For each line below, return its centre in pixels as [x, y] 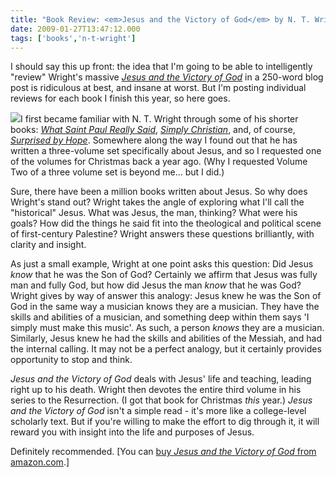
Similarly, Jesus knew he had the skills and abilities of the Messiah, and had [166, 338]
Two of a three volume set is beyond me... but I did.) [117, 172]
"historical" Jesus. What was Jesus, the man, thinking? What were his [154, 213]
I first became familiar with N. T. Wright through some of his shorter [159, 119]
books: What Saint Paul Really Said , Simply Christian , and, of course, [153, 130]
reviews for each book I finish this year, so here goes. [120, 98]
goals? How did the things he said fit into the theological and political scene [166, 223]
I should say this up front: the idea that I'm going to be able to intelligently [161, 67]
